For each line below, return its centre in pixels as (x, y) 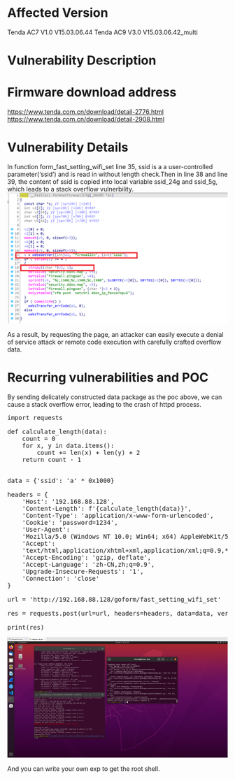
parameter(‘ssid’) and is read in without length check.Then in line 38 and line (117, 174)
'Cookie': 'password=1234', (70, 522)
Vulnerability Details (68, 147)
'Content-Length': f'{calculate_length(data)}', (107, 508)
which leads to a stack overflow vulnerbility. (71, 189)
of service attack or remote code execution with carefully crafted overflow (114, 342)
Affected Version (58, 13)
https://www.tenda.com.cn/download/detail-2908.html (86, 120)
